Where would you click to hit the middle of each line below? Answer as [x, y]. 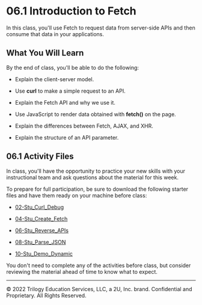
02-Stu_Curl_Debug [39, 207]
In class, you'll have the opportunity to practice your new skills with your [96, 171]
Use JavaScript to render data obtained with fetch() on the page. [95, 114]
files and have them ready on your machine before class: [77, 195]
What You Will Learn [45, 53]
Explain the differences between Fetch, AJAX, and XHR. [84, 126]
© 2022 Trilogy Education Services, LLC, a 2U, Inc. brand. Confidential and [99, 289]
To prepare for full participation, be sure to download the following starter [97, 189]
